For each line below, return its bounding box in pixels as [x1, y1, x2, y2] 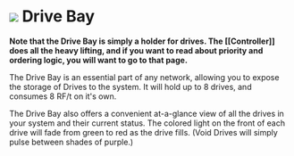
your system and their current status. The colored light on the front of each [9, 118, 286, 128]
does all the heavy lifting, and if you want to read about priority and [9, 45, 264, 55]
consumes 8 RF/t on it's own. [9, 91, 117, 102]
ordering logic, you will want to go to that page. [9, 54, 188, 65]
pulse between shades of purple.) [9, 136, 134, 147]
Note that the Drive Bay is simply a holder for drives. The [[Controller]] [9, 36, 275, 46]
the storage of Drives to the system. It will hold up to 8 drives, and [9, 81, 252, 92]
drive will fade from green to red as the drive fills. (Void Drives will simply [9, 127, 279, 137]
